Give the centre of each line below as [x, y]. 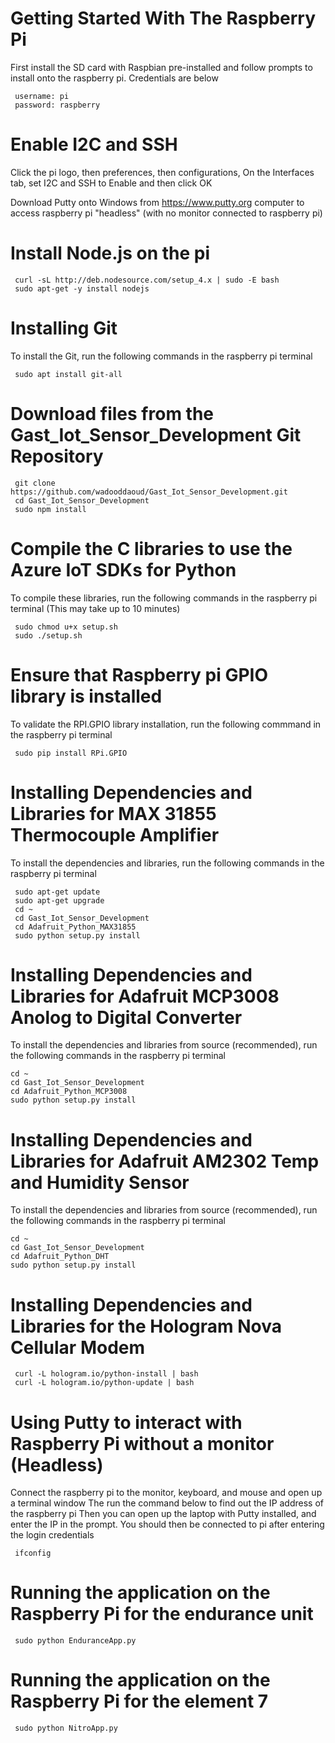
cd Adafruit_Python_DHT [60, 1257]
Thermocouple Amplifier [115, 834]
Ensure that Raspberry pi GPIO [139, 674]
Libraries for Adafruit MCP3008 [145, 996]
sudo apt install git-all [68, 374]
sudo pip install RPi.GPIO [71, 753]
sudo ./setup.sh [48, 635]
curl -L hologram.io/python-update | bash [104, 1383]
